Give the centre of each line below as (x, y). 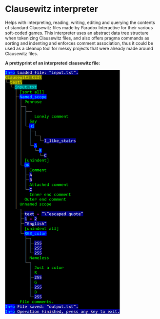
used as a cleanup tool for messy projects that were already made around (79, 48)
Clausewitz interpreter (52, 9)
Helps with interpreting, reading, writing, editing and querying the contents (80, 22)
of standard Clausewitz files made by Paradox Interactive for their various (79, 27)
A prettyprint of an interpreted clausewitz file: (53, 63)
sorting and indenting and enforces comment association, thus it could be (79, 43)
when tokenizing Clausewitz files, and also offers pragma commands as (77, 38)
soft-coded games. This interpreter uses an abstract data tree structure (77, 33)
